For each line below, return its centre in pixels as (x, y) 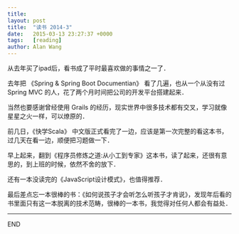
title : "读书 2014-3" (40, 27)
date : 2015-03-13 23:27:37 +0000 (60, 34)
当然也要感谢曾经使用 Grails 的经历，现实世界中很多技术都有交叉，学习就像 (117, 107)
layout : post (27, 21)
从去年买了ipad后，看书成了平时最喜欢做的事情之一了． (89, 68)
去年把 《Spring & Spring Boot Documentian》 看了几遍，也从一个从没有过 (116, 83)
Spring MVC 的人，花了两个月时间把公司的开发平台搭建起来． (98, 92)
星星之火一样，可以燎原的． (48, 116)
